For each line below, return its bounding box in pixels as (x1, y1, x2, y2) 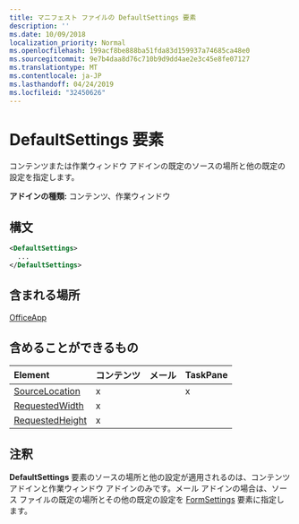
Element (13, 368, 50, 381)
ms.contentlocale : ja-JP (9, 72, 102, 81)
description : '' (9, 21, 70, 30)
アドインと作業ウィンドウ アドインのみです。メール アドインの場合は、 (9, 483, 272, 494)
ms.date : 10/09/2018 (9, 30, 87, 39)
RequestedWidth (13, 399, 84, 412)
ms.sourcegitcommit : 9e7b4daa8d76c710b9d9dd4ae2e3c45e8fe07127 (9, 55, 251, 64)
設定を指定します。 (9, 172, 80, 183)
